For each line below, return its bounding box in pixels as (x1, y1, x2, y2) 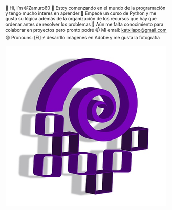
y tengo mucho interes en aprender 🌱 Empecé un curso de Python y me (5, 10, 157, 16)
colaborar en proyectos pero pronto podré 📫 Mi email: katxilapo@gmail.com (5, 27, 167, 33)
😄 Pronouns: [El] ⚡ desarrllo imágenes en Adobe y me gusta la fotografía (5, 35, 160, 40)
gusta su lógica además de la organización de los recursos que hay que (5, 16, 157, 21)
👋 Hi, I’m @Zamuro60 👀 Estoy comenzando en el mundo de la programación (5, 5, 166, 11)
